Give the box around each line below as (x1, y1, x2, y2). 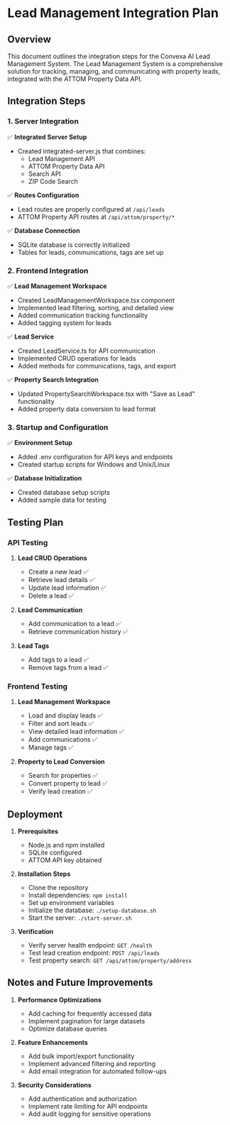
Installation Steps (17, 869, 71, 878)
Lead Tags (17, 641, 50, 650)
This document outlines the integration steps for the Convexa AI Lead (7, 52, 211, 60)
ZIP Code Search (28, 177, 78, 185)
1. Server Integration (7, 116, 80, 126)
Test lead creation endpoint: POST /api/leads (28, 949, 160, 957)
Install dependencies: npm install (28, 891, 128, 899)
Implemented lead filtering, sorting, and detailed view (17, 303, 174, 312)
